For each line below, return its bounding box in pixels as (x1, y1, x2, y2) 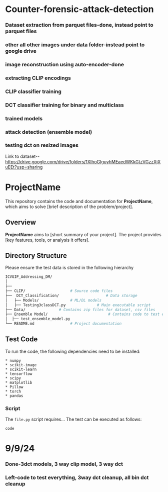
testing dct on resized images (5, 142, 79, 149)
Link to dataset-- (5, 153, 40, 159)
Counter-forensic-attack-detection (5, 4, 154, 15)
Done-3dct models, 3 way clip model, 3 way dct (5, 461, 123, 468)
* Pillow (5, 384, 23, 389)
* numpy (5, 358, 21, 363)
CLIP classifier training (5, 88, 61, 95)
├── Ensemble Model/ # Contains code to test (5, 312, 160, 317)
